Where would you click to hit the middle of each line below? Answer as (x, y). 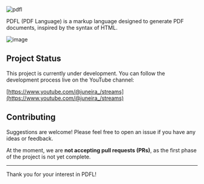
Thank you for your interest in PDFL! (52, 174)
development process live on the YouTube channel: (70, 80)
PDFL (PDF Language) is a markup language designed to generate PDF (95, 21)
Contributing (31, 117)
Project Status (34, 59)
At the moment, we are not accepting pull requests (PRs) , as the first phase (102, 150)
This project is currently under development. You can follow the (86, 73)
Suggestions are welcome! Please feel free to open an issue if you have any (101, 132)
